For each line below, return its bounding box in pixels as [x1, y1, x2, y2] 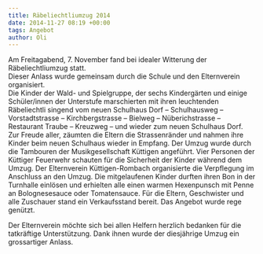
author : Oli [8, 33, 47, 42]
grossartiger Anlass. [8, 237, 74, 247]
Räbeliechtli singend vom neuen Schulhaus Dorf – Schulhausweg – [8, 105, 224, 115]
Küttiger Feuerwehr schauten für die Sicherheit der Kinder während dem [8, 155, 243, 165]
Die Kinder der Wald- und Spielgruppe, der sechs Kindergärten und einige [8, 88, 247, 98]
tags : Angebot [8, 26, 55, 34]
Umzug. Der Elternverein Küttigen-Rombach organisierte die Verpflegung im [8, 164, 254, 173]
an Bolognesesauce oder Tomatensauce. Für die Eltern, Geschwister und [8, 189, 245, 198]
